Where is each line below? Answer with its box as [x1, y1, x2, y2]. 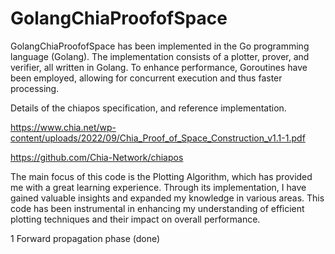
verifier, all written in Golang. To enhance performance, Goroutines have [10, 61, 308, 73]
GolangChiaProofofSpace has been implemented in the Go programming [10, 40, 310, 52]
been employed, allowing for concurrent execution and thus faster [10, 72, 283, 84]
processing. [10, 82, 60, 94]
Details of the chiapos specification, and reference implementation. [10, 102, 287, 114]
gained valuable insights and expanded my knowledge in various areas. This [10, 192, 325, 204]
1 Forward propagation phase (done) [10, 232, 161, 244]
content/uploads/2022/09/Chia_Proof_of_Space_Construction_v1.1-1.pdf [10, 132, 306, 144]
